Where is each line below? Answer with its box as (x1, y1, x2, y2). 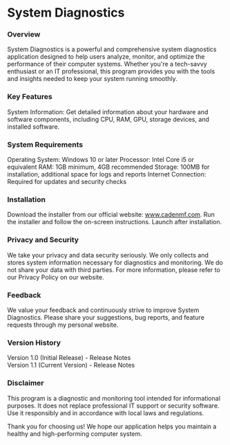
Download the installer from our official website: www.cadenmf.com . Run (7, 210, 215, 219)
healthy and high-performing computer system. (7, 429, 143, 437)
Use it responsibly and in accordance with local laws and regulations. (7, 408, 204, 417)
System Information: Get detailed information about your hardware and (7, 107, 209, 116)
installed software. (7, 122, 60, 131)
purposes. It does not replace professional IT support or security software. (7, 401, 220, 410)
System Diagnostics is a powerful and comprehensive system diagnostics (7, 45, 217, 53)
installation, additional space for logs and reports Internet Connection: (7, 170, 207, 179)
